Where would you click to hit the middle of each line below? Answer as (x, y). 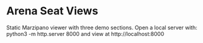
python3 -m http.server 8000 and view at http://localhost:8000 (85, 33)
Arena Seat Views (52, 11)
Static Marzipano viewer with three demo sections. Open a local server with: (102, 27)
